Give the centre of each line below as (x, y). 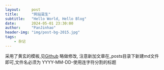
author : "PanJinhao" (30, 28)
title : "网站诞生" (28, 14)
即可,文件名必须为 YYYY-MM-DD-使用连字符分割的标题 (61, 62)
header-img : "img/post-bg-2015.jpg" (42, 32)
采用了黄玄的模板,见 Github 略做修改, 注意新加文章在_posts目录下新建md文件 (82, 56)
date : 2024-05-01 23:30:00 (39, 23)
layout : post (23, 10)
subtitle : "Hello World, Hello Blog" (46, 19)
